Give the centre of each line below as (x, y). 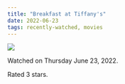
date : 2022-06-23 (33, 21)
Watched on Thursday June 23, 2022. (63, 61)
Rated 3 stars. (28, 75)
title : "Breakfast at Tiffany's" (57, 14)
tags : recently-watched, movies (55, 27)
